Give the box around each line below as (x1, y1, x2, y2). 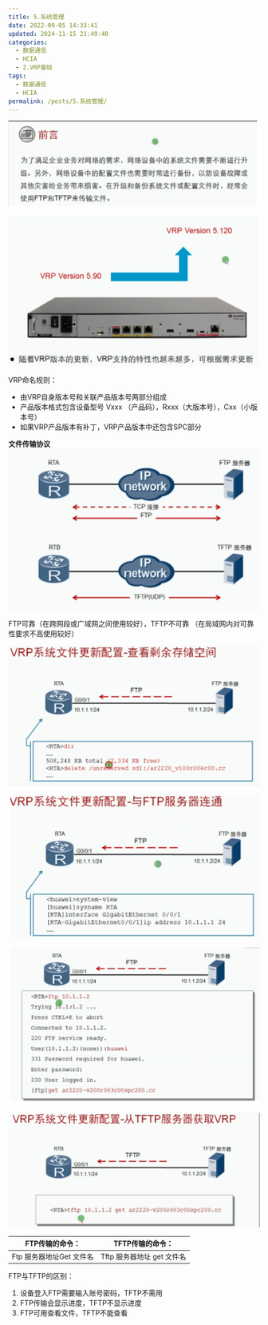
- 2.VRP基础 (15, 64, 53, 72)
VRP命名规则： (8, 375, 57, 384)
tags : (8, 72, 26, 80)
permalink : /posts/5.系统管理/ (8, 97, 108, 105)
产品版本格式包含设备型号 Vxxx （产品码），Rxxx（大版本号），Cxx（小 (19, 402, 251, 412)
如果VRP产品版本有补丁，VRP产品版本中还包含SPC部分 (19, 422, 202, 432)
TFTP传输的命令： (112, 1239, 174, 1248)
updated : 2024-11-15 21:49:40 (8, 30, 109, 38)
